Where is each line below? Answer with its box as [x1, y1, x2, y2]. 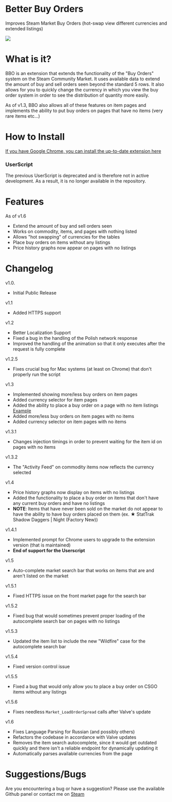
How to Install [5, 131, 65, 143]
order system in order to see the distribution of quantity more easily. [5, 92, 149, 98]
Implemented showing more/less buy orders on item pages [12, 391, 138, 397]
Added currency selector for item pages [12, 396, 98, 403]
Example [12, 407, 32, 414]
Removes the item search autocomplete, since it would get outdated [12, 739, 157, 745]
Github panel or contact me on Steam [5, 791, 85, 797]
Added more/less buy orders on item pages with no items [12, 413, 135, 419]
